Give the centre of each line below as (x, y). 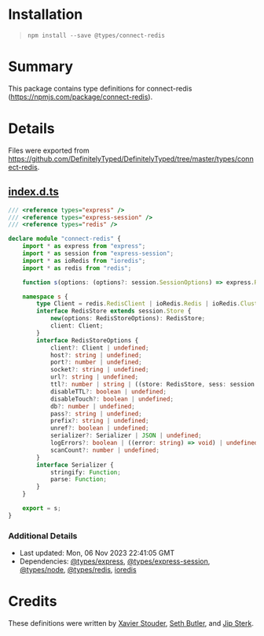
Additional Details (43, 535)
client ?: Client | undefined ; (99, 348)
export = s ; (42, 508)
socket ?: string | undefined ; (99, 370)
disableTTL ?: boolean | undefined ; (108, 391)
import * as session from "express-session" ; (98, 253)
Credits (33, 602)
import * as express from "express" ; (84, 246)
